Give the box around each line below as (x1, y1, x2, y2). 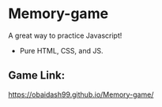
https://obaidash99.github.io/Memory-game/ (8, 90, 154, 99)
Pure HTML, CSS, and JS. (19, 46, 104, 55)
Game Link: (8, 68, 66, 83)
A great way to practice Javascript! (8, 31, 122, 40)
